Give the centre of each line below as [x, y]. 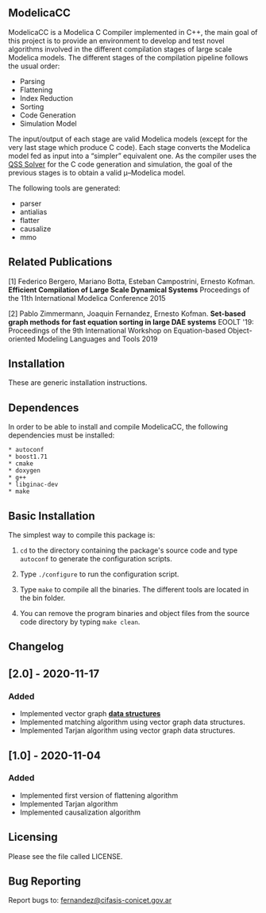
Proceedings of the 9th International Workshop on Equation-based [117, 330]
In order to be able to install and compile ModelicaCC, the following [118, 427]
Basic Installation [52, 516]
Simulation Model [48, 123]
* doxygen [25, 471]
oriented [22, 339]
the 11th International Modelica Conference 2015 [87, 298]
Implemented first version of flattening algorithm [99, 795]
